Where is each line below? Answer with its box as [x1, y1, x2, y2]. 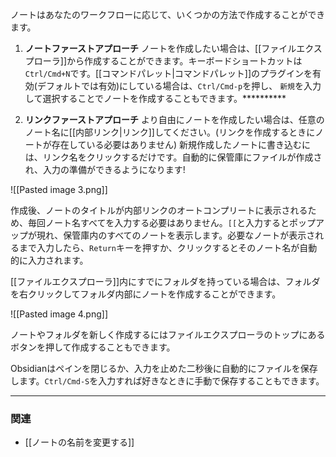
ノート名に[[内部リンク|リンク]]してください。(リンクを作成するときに [24, 126, 316, 138]
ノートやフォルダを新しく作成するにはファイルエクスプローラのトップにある [10, 329, 326, 340]
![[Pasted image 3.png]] [10, 184, 108, 195]
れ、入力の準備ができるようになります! [24, 164, 186, 175]
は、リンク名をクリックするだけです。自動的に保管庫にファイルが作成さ [24, 151, 323, 163]
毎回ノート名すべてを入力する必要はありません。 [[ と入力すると [27, 217, 290, 228]
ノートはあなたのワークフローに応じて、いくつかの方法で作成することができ [10, 9, 326, 20]
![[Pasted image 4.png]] [10, 308, 108, 320]
